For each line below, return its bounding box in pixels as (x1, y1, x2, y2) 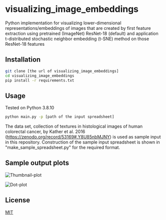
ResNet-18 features (5, 41, 45, 47)
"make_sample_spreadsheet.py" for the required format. (5, 145, 120, 150)
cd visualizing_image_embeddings (5, 73, 75, 78)
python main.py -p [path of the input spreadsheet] (5, 114, 114, 120)
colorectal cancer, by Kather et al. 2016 (5, 129, 85, 135)
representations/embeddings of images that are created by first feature (5, 25, 151, 31)
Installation (5, 56, 41, 64)
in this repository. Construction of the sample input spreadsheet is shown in (5, 139, 160, 145)
